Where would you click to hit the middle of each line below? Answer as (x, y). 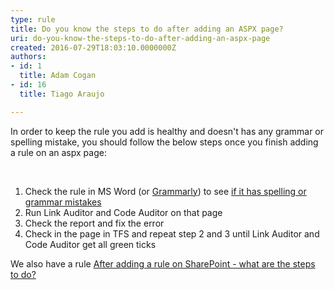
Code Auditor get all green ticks (90, 244)
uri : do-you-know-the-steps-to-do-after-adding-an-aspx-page (140, 38)
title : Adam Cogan (58, 76)
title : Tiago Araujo (62, 94)
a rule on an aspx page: (58, 152)
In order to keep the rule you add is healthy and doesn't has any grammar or (167, 131)
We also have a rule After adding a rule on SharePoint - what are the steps (163, 263)
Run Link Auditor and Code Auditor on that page (123, 212)
